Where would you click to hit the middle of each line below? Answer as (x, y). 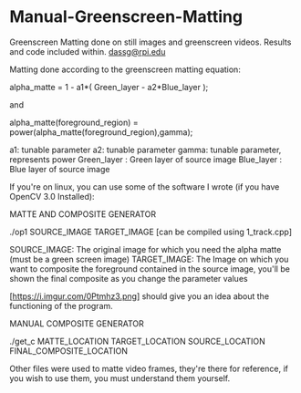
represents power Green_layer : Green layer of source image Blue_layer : (146, 159)
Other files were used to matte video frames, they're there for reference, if (149, 368)
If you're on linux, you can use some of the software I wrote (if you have (145, 186)
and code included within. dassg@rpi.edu (88, 51)
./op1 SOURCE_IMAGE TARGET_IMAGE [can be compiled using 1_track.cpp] (151, 232)
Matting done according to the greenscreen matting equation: (125, 69)
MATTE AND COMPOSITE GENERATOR (83, 214)
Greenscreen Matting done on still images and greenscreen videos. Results (150, 42)
